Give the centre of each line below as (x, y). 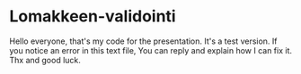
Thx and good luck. (45, 60)
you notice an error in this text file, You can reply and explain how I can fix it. (151, 50)
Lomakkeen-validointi (93, 16)
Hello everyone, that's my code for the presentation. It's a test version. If (143, 41)
